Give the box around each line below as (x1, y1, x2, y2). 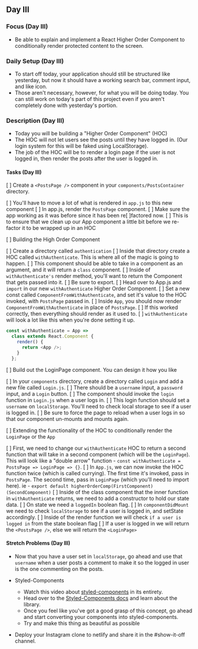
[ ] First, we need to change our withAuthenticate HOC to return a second (6, 444, 186, 452)
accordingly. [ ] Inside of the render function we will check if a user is (6, 514, 181, 521)
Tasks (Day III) (6, 168, 42, 176)
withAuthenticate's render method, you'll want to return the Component (6, 272, 183, 280)
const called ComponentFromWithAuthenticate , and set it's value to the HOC (6, 291, 187, 298)
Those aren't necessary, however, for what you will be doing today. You (14, 89, 189, 96)
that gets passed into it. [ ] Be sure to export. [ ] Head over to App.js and (6, 279, 182, 286)
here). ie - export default (6, 482, 69, 489)
